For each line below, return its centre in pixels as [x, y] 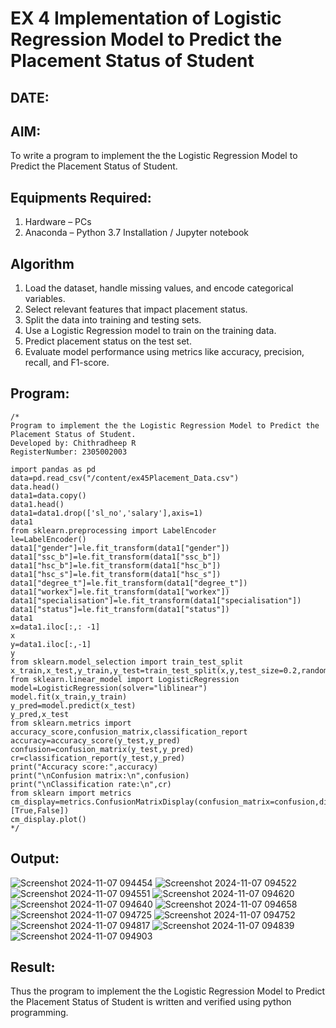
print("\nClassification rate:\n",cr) [91, 784]
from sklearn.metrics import [71, 723]
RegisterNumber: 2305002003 [69, 452]
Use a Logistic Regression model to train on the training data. [150, 331]
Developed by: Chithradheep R [73, 443]
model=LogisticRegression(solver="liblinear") [109, 688]
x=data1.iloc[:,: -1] [55, 627]
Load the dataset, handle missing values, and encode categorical [159, 288]
